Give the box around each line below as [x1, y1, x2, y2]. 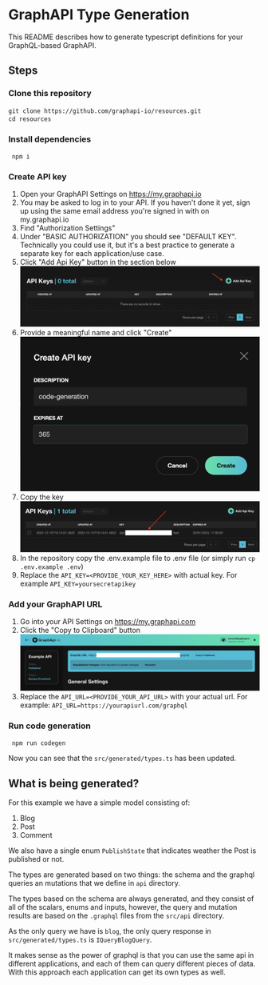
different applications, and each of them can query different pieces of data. [8, 959, 256, 968]
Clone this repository [8, 88, 92, 99]
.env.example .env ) [19, 562, 84, 571]
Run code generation [8, 720, 92, 731]
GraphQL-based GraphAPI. [8, 40, 97, 50]
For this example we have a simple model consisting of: [8, 798, 191, 807]
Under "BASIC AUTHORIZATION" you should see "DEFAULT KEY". [19, 232, 237, 242]
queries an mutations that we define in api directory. [8, 878, 181, 887]
